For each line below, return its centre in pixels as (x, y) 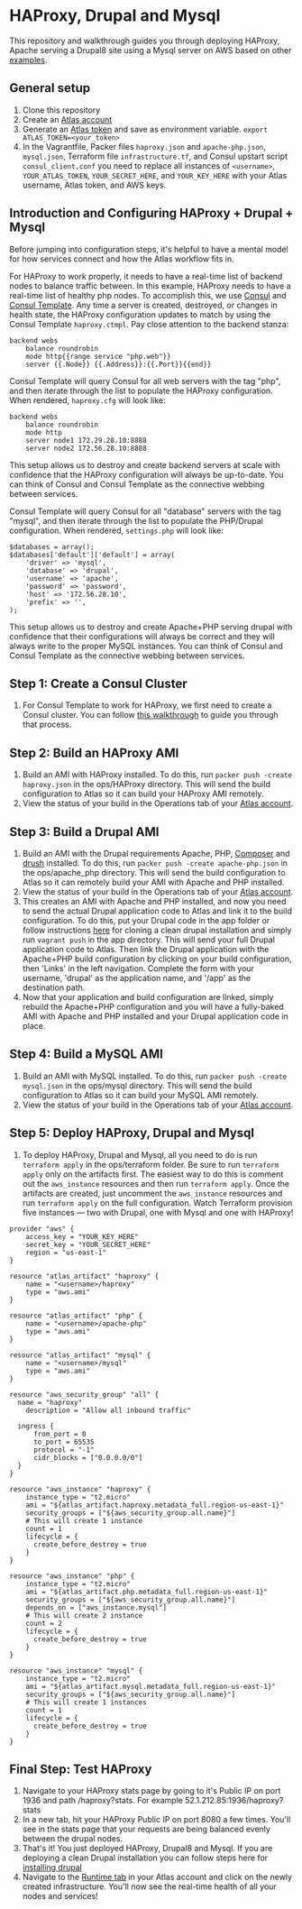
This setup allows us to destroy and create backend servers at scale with (145, 464)
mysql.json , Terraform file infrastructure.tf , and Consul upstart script (155, 156)
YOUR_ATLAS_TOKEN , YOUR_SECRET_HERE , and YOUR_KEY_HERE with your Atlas (155, 175)
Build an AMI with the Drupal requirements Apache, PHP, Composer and (156, 854)
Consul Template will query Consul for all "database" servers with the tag (146, 511)
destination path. (54, 987)
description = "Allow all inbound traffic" (109, 1410)
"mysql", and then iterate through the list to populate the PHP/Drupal (136, 520)
